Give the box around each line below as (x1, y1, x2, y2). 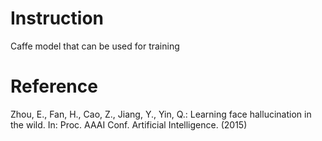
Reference (10, 75, 98, 98)
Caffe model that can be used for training (10, 40, 180, 52)
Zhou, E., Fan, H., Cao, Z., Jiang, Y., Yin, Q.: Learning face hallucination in (10, 108, 312, 120)
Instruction (10, 7, 104, 30)
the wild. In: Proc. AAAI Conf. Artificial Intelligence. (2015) (10, 118, 248, 131)
